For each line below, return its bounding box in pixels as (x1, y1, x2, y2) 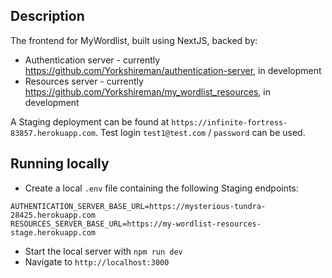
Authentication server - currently (24, 54, 161, 66)
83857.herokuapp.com (10, 128, 97, 138)
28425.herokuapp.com (10, 210, 97, 220)
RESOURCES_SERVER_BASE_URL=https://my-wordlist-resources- (10, 219, 262, 229)
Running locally (10, 155, 110, 173)
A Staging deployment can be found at (10, 115, 170, 128)
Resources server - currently (24, 75, 144, 87)
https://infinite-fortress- (171, 117, 288, 128)
